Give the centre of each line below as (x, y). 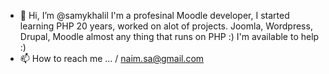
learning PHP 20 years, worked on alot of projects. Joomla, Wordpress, (166, 26)
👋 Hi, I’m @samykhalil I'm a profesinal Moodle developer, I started (154, 15)
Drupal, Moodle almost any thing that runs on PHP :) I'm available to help (169, 36)
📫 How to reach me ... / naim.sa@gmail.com (112, 58)
